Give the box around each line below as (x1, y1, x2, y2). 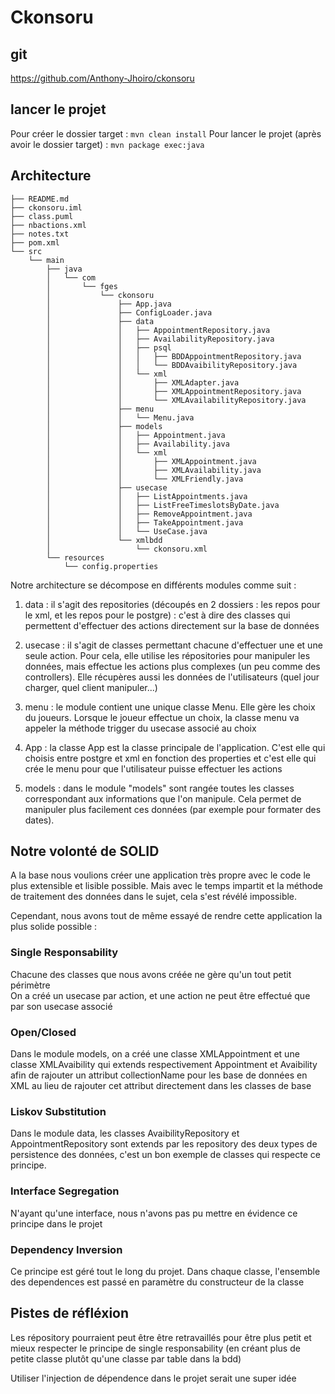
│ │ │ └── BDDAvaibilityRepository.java (46, 360, 298, 370)
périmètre (10, 979, 51, 991)
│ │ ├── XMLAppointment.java (46, 456, 257, 466)
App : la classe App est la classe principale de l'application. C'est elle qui (24, 741, 326, 753)
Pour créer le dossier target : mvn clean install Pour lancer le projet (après (10, 127, 322, 140)
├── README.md (10, 194, 70, 204)
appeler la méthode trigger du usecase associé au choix (24, 722, 257, 734)
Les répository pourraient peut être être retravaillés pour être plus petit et (10, 1331, 312, 1343)
